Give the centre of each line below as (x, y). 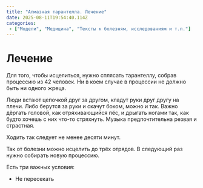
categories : (21, 23)
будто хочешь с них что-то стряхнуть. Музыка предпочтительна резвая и (101, 119)
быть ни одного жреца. (36, 88)
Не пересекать (35, 179)
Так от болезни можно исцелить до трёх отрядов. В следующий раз (95, 149)
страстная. (20, 126)
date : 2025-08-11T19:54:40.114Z (47, 18)
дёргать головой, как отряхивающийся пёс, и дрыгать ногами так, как (98, 113)
